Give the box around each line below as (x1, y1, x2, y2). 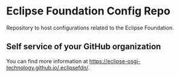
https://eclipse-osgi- (89, 57, 141, 64)
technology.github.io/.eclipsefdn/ (6, 64, 89, 71)
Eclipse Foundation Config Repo (6, 4, 171, 18)
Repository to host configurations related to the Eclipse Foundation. (6, 24, 174, 31)
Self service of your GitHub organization (6, 42, 161, 52)
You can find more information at (6, 57, 88, 64)
